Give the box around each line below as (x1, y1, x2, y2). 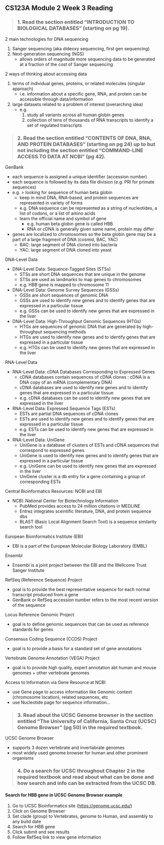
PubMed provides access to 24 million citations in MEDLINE (19, 503, 141, 509)
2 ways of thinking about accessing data (5, 71, 87, 77)
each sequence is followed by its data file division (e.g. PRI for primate (12, 179, 155, 185)
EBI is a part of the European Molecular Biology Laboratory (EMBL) (12, 543, 147, 549)
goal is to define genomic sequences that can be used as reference (12, 621, 149, 627)
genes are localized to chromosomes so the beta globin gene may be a (12, 231, 156, 237)
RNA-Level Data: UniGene (12, 437, 65, 443)
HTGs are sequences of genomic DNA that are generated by (19, 324, 142, 329)
